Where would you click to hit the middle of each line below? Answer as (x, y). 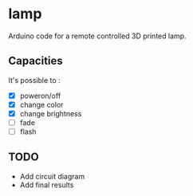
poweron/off (40, 96)
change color (41, 104)
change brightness (51, 113)
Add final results (47, 185)
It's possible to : (35, 80)
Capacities (36, 61)
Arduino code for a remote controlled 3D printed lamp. (97, 36)
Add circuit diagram (52, 176)
